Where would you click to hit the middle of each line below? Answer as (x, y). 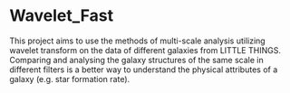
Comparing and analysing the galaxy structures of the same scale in (137, 60)
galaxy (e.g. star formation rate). (70, 79)
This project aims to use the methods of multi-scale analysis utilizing (137, 41)
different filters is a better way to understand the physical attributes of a (144, 70)
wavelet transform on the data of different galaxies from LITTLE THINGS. (145, 50)
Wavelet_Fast (62, 16)
